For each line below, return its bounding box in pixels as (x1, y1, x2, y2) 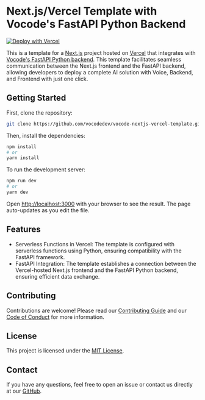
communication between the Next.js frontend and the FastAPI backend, (6, 62, 186, 70)
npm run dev (6, 178, 37, 184)
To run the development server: (6, 166, 85, 173)
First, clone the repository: (6, 109, 73, 116)
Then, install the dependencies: (6, 132, 85, 139)
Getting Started (6, 93, 67, 103)
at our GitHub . (6, 387, 41, 395)
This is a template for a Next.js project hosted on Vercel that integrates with (6, 49, 196, 56)
